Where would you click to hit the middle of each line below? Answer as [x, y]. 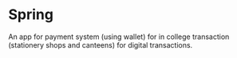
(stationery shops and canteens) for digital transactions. [101, 44]
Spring [31, 15]
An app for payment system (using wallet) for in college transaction [119, 37]
